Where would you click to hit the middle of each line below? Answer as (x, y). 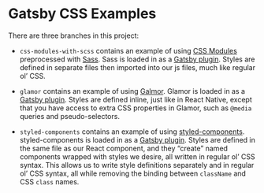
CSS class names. (49, 181)
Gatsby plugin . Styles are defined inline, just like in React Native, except (136, 99)
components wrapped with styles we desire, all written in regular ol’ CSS (137, 156)
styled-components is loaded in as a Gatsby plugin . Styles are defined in (138, 139)
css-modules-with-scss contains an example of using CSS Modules (128, 50)
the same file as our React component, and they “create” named (124, 148)
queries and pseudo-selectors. (70, 116)
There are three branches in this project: (74, 35)
